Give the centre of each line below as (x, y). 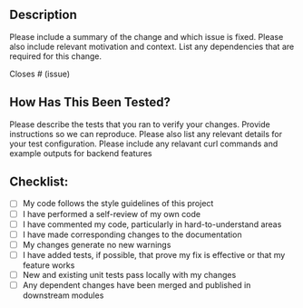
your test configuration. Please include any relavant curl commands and (144, 144)
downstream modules (63, 295)
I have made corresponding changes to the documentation (132, 234)
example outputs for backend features (81, 153)
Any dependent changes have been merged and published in (137, 284)
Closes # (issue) (40, 74)
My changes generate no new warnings (97, 244)
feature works (49, 265)
